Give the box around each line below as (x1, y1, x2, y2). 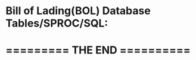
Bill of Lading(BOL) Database (5, 4, 151, 18)
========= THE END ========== (5, 44, 191, 57)
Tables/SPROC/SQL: (5, 16, 108, 30)
